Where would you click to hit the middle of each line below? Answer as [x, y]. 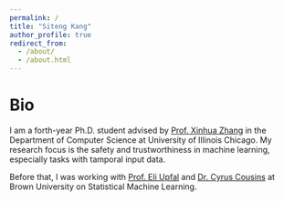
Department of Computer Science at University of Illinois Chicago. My [141, 140]
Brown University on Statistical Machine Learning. [103, 186]
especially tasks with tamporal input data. [88, 159]
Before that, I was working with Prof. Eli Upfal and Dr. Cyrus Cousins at [142, 176]
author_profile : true [51, 35]
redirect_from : [38, 43]
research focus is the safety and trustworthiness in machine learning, [140, 149]
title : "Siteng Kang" [51, 26]
